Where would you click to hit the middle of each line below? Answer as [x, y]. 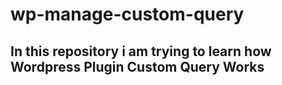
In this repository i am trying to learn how [141, 51]
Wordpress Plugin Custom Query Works [137, 66]
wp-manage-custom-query [127, 14]
